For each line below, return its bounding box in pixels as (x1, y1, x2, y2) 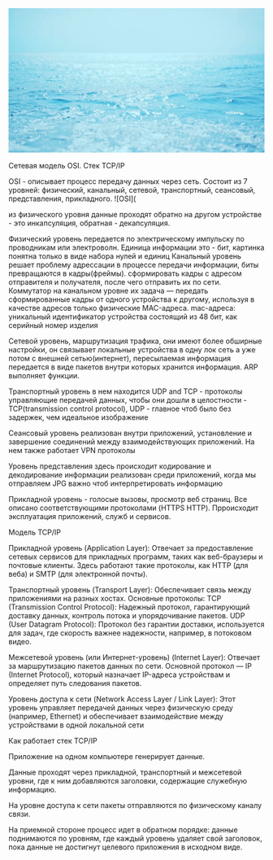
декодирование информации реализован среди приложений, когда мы (8, 469, 257, 479)
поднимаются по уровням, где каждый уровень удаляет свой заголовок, (8, 833, 262, 843)
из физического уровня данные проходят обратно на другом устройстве (8, 209, 262, 219)
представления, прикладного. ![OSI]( (8, 194, 136, 203)
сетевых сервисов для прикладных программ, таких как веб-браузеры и (8, 552, 263, 561)
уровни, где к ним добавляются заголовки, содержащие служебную (8, 775, 248, 785)
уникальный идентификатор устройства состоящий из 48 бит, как (8, 312, 238, 321)
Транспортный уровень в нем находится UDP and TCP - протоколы (8, 386, 243, 396)
